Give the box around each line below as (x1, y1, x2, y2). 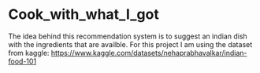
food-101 (8, 57, 37, 66)
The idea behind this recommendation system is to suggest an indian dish (8, 31, 248, 41)
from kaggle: (8, 48, 50, 57)
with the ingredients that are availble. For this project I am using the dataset (8, 39, 253, 49)
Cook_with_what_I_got (8, 5, 159, 24)
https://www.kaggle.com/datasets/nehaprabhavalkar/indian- (50, 48, 247, 57)
